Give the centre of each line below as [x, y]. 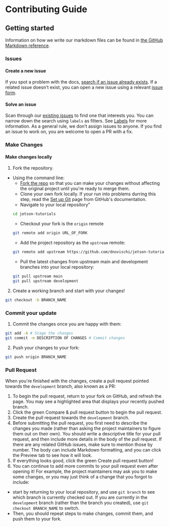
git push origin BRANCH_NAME [36, 357]
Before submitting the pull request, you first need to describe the [80, 423]
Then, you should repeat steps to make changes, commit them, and [82, 513]
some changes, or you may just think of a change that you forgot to [82, 476]
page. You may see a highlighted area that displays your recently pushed [88, 401]
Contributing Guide [46, 9]
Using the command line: [38, 178]
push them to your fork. [37, 519]
